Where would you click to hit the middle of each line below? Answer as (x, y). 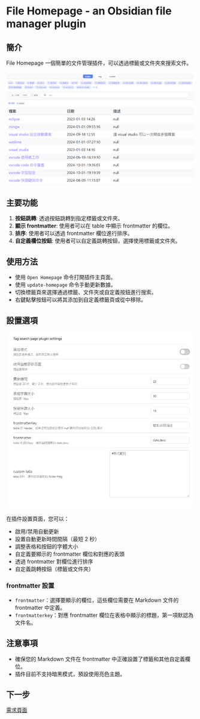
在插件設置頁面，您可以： (38, 519)
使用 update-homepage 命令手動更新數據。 (66, 285)
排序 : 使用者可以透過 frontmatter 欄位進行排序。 (74, 233)
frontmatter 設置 (31, 586)
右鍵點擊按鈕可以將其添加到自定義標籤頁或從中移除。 (81, 300)
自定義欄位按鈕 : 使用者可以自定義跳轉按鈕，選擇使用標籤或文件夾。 (98, 241)
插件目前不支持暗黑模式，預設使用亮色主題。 (70, 674)
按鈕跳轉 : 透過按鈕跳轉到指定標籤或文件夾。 (69, 218)
